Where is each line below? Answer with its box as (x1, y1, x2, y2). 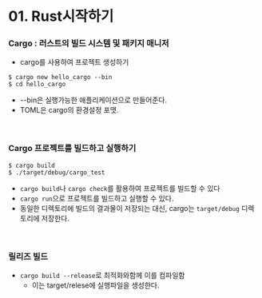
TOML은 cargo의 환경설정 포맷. (19, 105, 119, 115)
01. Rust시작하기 (8, 7, 114, 26)
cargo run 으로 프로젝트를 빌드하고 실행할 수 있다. (19, 193, 174, 203)
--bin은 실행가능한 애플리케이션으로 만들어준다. (19, 95, 168, 105)
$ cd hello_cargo (8, 81, 66, 89)
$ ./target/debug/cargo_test (8, 169, 105, 177)
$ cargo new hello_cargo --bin (8, 74, 113, 81)
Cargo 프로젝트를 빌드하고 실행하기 (8, 143, 137, 154)
